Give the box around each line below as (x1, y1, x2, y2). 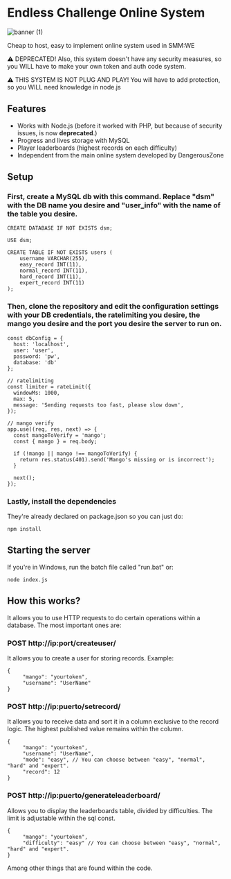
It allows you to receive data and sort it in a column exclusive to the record (7, 717, 219, 726)
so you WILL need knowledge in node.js (7, 83, 121, 91)
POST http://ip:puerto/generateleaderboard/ (7, 791, 160, 801)
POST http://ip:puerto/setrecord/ (7, 701, 121, 711)
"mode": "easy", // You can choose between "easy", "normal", (22, 756, 206, 764)
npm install (7, 526, 41, 533)
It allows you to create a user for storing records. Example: (7, 654, 174, 662)
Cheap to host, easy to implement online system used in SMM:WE (7, 41, 195, 49)
